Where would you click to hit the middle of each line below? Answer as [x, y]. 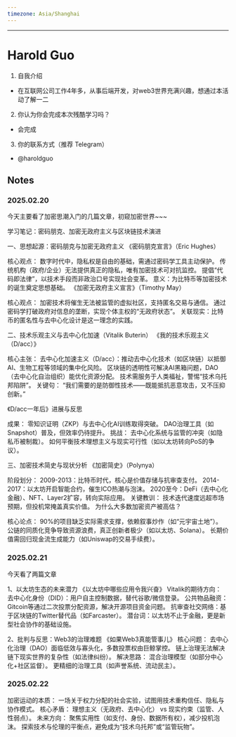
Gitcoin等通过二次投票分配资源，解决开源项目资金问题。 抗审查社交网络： [114, 606]
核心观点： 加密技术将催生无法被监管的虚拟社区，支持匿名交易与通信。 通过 [117, 302]
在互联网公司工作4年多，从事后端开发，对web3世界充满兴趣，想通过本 [120, 90]
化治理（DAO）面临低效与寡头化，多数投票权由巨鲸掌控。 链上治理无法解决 [116, 648]
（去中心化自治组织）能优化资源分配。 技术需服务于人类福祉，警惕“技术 [111, 376]
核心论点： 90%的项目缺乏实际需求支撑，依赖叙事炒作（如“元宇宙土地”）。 [115, 522]
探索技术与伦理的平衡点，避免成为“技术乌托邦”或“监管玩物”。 [110, 726]
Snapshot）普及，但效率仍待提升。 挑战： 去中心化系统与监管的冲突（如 [112, 432]
